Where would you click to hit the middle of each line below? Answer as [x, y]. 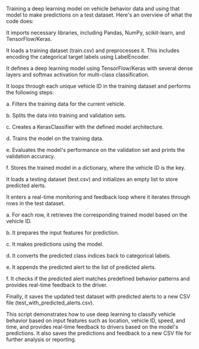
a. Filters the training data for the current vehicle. [66, 104]
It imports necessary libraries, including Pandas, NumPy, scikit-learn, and [96, 33]
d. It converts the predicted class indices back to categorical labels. [89, 256]
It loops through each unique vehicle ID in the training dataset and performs [99, 86]
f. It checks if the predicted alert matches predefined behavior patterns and [98, 279]
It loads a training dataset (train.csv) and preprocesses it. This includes [93, 50]
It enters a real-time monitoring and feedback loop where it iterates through [98, 197]
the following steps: [30, 92]
